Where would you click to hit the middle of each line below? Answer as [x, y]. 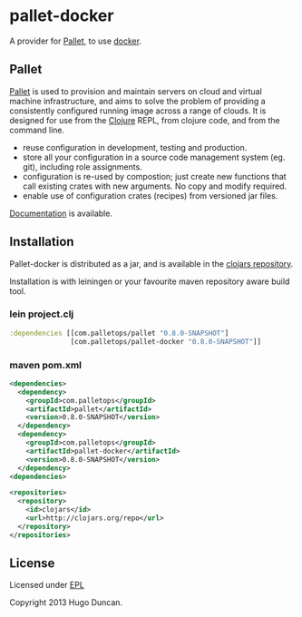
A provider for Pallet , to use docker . [76, 41]
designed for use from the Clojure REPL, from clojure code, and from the [145, 120]
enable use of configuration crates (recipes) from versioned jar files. [150, 195]
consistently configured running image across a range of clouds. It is [138, 111]
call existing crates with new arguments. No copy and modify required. [155, 186]
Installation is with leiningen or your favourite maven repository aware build [150, 281]
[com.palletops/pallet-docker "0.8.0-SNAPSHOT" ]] [166, 341]
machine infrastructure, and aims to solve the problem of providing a [137, 101]
